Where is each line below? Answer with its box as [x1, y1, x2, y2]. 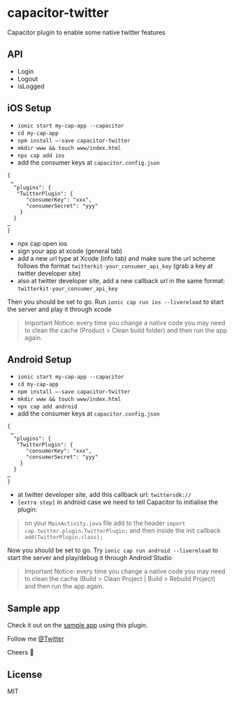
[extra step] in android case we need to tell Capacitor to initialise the [17, 498, 219, 506]
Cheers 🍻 [7, 648, 34, 657]
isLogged [17, 82, 45, 90]
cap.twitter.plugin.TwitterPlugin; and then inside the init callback [24, 526, 221, 535]
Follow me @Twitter [7, 634, 64, 643]
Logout [17, 74, 38, 83]
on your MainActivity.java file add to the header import [24, 519, 186, 527]
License [7, 668, 43, 681]
